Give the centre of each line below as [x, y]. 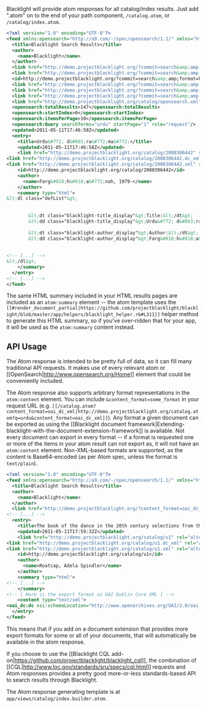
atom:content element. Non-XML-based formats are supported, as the [95, 450]
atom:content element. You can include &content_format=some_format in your [103, 399]
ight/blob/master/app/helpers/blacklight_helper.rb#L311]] [83, 315]
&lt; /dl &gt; [21, 261]
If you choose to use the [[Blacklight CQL [58, 653]
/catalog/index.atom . [33, 22]
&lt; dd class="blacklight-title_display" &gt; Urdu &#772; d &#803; [112, 221]
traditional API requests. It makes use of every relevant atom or [86, 368]
